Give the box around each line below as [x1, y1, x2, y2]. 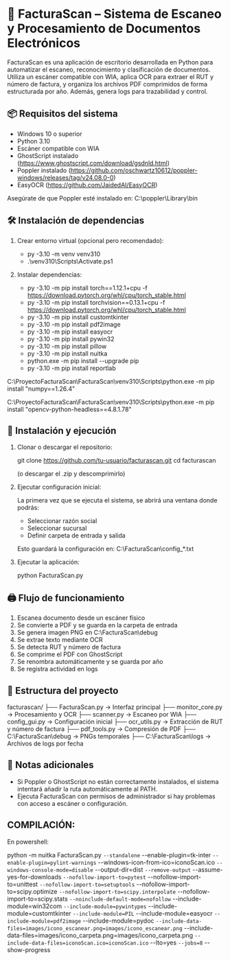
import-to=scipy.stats [7, 894, 69, 903]
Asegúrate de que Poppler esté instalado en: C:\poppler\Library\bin [7, 194, 198, 202]
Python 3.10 [16, 137, 50, 145]
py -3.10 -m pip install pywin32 [27, 334, 115, 343]
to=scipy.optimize [7, 887, 58, 895]
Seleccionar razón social [27, 517, 97, 525]
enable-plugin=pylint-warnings [7, 859, 97, 866]
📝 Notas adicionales [7, 759, 94, 771]
